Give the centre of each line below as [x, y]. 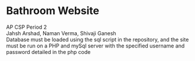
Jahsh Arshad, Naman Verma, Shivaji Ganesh [61, 33]
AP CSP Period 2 [27, 27]
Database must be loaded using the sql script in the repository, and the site [97, 39]
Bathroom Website [53, 11]
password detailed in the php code [48, 52]
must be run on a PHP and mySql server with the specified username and [95, 46]
